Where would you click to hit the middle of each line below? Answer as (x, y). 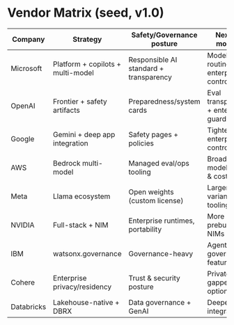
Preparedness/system (164, 101)
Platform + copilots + (87, 64)
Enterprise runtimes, (162, 221)
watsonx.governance (87, 253)
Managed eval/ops (159, 163)
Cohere (23, 282)
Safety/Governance (164, 35)
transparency (150, 77)
